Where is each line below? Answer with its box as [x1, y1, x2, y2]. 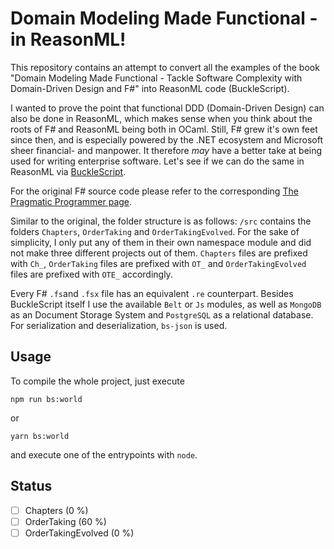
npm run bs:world [10, 394, 83, 404]
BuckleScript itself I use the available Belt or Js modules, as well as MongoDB [10, 298, 322, 310]
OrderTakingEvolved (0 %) [24, 527, 135, 539]
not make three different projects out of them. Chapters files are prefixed [10, 247, 308, 259]
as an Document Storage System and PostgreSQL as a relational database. [10, 308, 314, 321]
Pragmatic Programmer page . [10, 195, 133, 207]
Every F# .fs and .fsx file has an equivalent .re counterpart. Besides [10, 287, 294, 299]
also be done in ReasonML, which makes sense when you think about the [10, 112, 313, 124]
